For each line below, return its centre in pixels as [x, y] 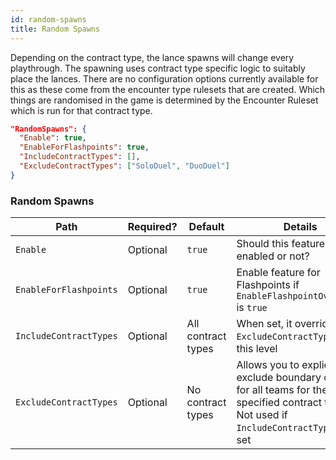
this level [257, 349]
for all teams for [273, 390]
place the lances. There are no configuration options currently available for [164, 78]
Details [300, 227]
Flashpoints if [268, 285]
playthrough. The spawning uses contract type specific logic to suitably [158, 68]
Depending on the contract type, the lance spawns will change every [152, 57]
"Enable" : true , [53, 138]
